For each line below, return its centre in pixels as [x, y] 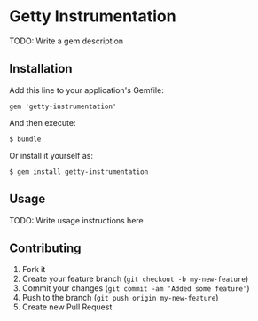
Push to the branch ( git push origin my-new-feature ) [120, 298]
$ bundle [25, 139]
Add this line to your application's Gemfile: [86, 90]
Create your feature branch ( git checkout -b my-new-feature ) [135, 279]
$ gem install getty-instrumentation [79, 172]
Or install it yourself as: [51, 155]
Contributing [45, 248]
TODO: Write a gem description [66, 41]
